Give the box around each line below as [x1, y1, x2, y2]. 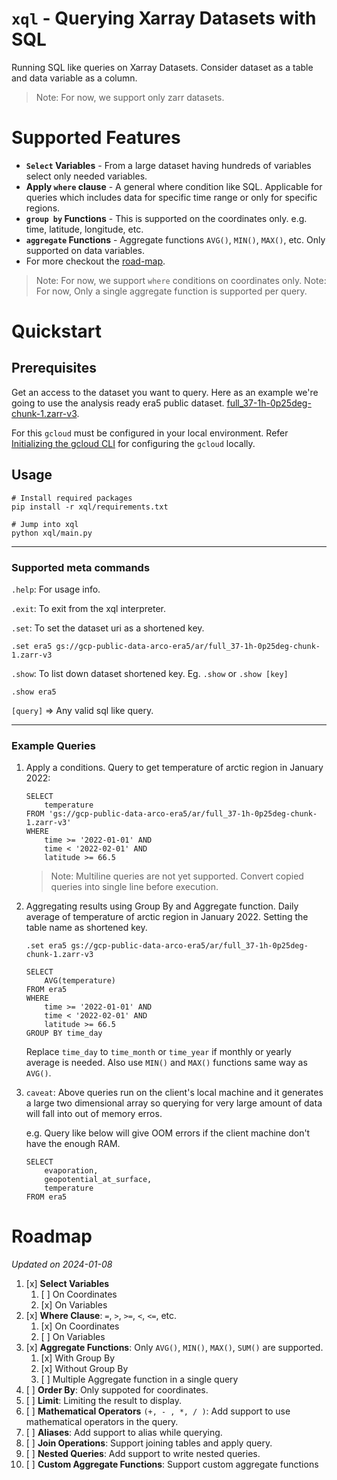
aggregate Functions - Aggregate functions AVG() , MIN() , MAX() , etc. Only [25, 233, 326, 246]
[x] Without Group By [40, 1363, 129, 1375]
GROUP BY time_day [25, 1028, 103, 1039]
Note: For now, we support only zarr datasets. [35, 91, 225, 103]
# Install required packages [11, 493, 133, 503]
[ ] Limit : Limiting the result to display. [25, 1395, 182, 1407]
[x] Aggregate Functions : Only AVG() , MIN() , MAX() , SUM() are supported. [25, 1342, 324, 1354]
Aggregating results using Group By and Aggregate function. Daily [25, 900, 299, 912]
